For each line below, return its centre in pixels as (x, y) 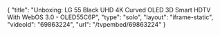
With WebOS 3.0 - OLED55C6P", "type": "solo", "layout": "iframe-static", (110, 17)
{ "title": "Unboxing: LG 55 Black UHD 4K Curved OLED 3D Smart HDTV (109, 10)
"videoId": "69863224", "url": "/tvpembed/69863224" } (86, 24)
